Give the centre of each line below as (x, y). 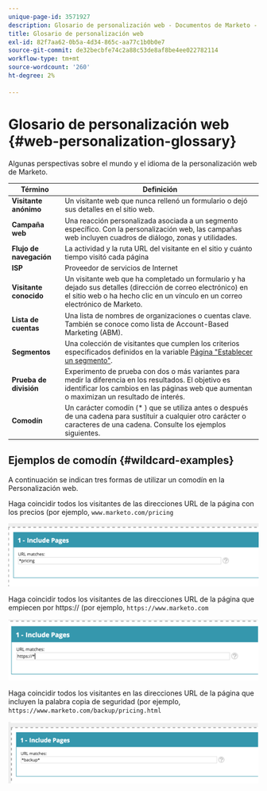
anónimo (27, 209)
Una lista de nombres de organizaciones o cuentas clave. (158, 315)
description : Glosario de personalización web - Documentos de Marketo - (133, 25)
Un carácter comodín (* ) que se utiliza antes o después (157, 408)
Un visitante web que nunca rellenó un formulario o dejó (156, 201)
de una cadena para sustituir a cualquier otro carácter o (155, 416)
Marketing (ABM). (94, 332)
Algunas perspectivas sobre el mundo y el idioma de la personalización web (133, 163)
